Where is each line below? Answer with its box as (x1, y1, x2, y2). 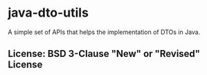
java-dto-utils (8, 5, 89, 21)
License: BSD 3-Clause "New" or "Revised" (8, 48, 200, 60)
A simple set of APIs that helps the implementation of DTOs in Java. (8, 28, 201, 36)
